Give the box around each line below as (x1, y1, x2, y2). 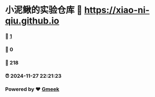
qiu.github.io (5, 15, 59, 27)
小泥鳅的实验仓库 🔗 (5, 4, 83, 16)
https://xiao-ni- (84, 4, 150, 16)
